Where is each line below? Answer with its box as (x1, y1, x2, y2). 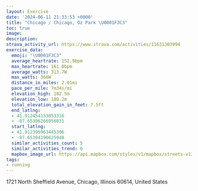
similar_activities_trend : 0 (11, 146, 83, 152)
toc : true (6, 25, 31, 31)
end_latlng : (11, 107, 41, 113)
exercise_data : (6, 47, 44, 53)
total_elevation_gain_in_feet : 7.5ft (11, 101, 104, 108)
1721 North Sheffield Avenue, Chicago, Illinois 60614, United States (6, 178, 168, 186)
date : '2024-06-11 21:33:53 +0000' (6, 14, 94, 20)
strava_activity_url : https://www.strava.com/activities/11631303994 (6, 42, 181, 48)
